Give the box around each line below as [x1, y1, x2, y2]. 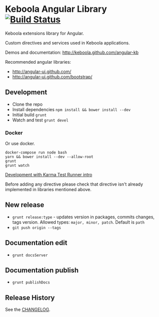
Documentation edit [5, 238, 67, 247]
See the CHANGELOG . [5, 307, 51, 313]
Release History [5, 293, 55, 302]
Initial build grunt [12, 112, 47, 118]
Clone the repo [12, 101, 43, 107]
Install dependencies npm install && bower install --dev [12, 106, 131, 112]
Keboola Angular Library [5, 3, 107, 15]
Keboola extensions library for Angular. [5, 30, 84, 36]
